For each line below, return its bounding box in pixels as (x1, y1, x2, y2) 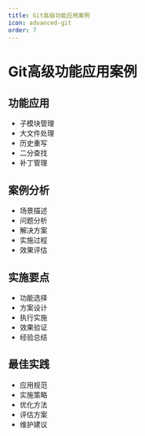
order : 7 (8, 26, 37, 34)
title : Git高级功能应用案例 (8, 11, 90, 20)
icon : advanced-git (8, 19, 72, 27)
